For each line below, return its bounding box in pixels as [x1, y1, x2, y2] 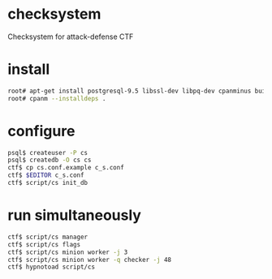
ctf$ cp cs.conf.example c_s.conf [7, 164, 125, 172]
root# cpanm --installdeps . [7, 94, 106, 102]
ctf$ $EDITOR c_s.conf [7, 171, 84, 179]
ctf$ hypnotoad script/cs [7, 263, 95, 272]
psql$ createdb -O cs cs [7, 156, 92, 165]
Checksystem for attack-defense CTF [7, 32, 134, 41]
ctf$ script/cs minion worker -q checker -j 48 [7, 255, 172, 264]
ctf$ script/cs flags [7, 240, 81, 248]
